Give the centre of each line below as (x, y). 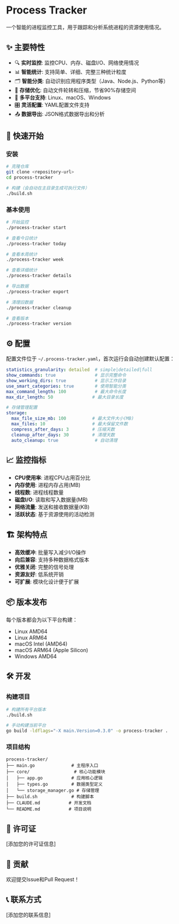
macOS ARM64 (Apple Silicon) (51, 650)
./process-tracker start (36, 227)
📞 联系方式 (24, 900)
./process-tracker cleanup (39, 308)
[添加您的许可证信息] (31, 844)
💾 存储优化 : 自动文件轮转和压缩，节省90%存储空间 (75, 90)
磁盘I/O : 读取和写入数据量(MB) (51, 500)
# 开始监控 (17, 222)
